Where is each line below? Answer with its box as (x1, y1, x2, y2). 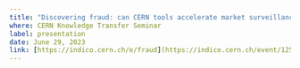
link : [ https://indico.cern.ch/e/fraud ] (9, 46, 162, 55)
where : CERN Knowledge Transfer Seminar (9, 21, 162, 30)
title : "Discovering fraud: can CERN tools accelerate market (9, 12, 246, 22)
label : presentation (9, 29, 87, 38)
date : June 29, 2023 (9, 37, 87, 47)
